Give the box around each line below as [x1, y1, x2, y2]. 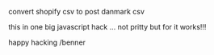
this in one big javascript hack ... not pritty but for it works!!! [8, 22, 207, 31]
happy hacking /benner [8, 37, 86, 47]
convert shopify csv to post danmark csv [8, 7, 145, 16]
